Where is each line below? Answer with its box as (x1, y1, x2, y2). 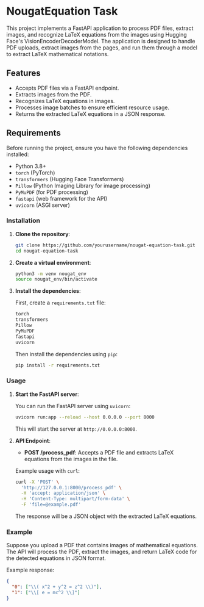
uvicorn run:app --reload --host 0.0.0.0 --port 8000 (15, 414, 155, 420)
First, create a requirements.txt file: (15, 299, 106, 306)
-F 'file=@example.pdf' (21, 501, 81, 508)
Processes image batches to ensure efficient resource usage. (15, 104, 170, 111)
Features (6, 68, 41, 79)
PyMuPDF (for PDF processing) (15, 188, 88, 196)
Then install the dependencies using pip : (15, 350, 118, 357)
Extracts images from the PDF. (15, 90, 92, 98)
